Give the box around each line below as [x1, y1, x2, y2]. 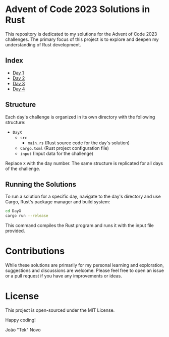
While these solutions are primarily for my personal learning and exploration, [5, 262, 164, 268]
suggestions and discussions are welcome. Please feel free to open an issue [5, 267, 164, 273]
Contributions [5, 246, 65, 257]
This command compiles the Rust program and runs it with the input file [5, 222, 154, 229]
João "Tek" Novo [5, 327, 41, 332]
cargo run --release [5, 213, 49, 218]
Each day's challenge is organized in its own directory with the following [5, 114, 155, 120]
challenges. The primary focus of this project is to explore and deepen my [5, 36, 159, 42]
